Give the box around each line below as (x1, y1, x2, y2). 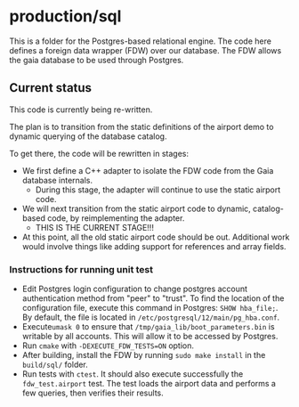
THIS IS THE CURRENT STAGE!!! (35, 222, 154, 232)
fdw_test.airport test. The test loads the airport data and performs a (21, 379, 276, 389)
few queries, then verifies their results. (21, 387, 164, 398)
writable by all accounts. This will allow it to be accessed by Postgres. (21, 331, 279, 342)
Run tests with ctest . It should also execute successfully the (21, 369, 244, 379)
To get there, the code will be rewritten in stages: (9, 148, 190, 159)
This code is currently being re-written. (9, 104, 153, 115)
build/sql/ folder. (21, 359, 89, 370)
